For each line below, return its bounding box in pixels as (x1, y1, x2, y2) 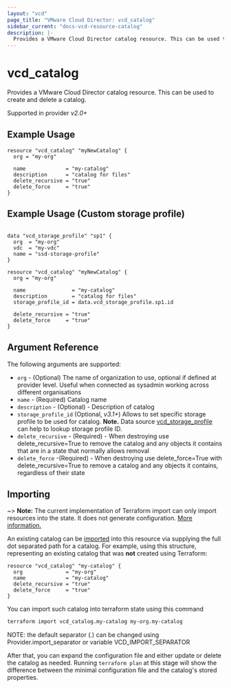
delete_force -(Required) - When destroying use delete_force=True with (16, 454, 222, 462)
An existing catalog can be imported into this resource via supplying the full (7, 535, 221, 543)
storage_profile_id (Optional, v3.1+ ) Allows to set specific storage (16, 409, 206, 418)
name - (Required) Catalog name (16, 395, 107, 403)
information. (7, 521, 42, 529)
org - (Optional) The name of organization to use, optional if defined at (16, 373, 217, 381)
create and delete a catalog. (7, 96, 87, 104)
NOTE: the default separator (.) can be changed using (7, 631, 159, 639)
